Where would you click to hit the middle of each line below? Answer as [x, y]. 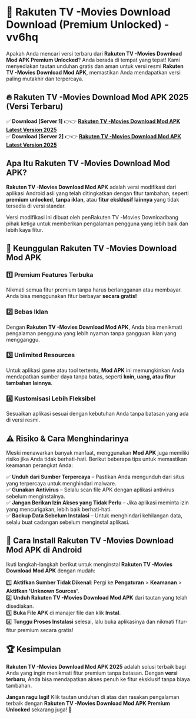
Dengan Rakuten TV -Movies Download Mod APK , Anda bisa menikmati [94, 327]
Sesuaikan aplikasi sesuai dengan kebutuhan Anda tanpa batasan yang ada [97, 414]
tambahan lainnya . [29, 383]
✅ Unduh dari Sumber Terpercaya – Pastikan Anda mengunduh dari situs [95, 477]
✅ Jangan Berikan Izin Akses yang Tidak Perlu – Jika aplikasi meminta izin [98, 503]
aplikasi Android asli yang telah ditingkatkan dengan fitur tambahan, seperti [98, 193]
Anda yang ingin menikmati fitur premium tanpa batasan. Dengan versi [92, 673]
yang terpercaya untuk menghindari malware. [61, 483]
